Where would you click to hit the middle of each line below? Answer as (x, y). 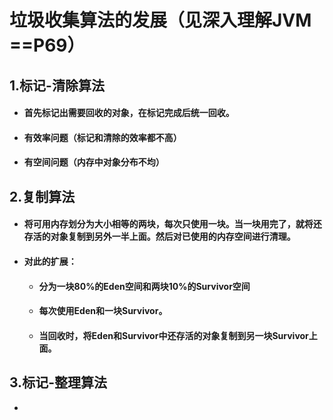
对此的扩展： (50, 261)
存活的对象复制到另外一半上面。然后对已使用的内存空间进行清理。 (159, 237)
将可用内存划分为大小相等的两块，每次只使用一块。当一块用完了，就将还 (172, 224)
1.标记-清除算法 (57, 85)
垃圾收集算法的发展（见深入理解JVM (160, 20)
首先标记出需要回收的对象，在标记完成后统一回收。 (129, 113)
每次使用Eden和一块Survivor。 (103, 311)
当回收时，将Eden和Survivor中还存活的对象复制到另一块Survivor (173, 335)
